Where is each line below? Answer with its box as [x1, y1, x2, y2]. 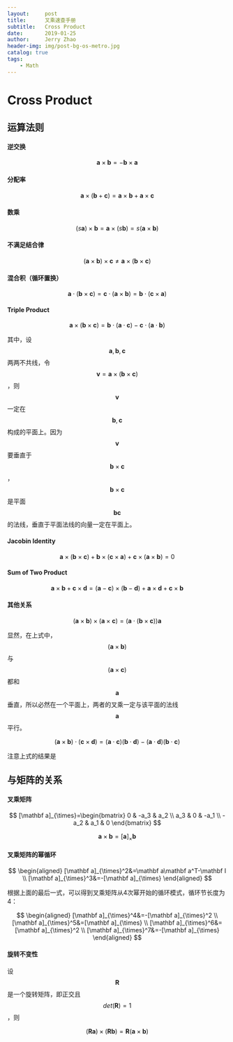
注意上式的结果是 [7, 752, 57, 761]
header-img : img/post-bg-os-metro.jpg [7, 43, 120, 50]
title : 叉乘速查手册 [7, 17, 77, 24]
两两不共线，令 [7, 359, 50, 367]
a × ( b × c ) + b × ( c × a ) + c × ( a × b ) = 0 [59, 552, 175, 560]
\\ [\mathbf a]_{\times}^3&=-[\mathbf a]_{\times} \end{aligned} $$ [22, 874, 213, 882]
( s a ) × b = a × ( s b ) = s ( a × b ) [75, 224, 159, 232]
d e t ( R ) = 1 [103, 1001, 132, 1009]
